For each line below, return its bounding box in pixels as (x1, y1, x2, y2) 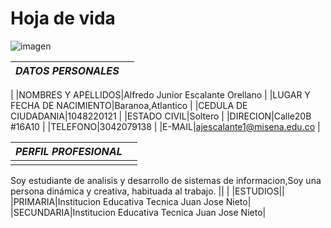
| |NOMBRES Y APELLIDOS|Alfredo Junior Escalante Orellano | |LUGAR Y (10, 88, 311, 101)
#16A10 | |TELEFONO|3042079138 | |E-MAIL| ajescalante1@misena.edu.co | (10, 120, 321, 132)
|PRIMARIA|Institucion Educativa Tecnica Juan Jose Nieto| (10, 195, 252, 207)
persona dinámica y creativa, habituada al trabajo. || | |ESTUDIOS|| (10, 185, 285, 197)
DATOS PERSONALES (15, 63, 120, 77)
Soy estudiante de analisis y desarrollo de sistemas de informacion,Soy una (10, 174, 322, 186)
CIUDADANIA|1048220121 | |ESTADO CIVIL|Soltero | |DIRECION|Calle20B (10, 110, 312, 122)
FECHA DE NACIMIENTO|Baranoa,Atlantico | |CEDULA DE (10, 99, 248, 111)
